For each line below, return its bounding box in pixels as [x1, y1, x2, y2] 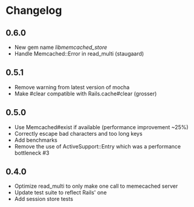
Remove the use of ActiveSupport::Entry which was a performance [14, 142, 181, 150]
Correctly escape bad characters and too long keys [14, 130, 143, 137]
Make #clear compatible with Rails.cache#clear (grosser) [14, 90, 157, 97]
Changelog [5, 4, 62, 18]
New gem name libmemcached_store [14, 43, 108, 51]
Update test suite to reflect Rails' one [14, 189, 107, 196]
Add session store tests [14, 196, 74, 203]
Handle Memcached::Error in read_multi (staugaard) [14, 50, 144, 57]
